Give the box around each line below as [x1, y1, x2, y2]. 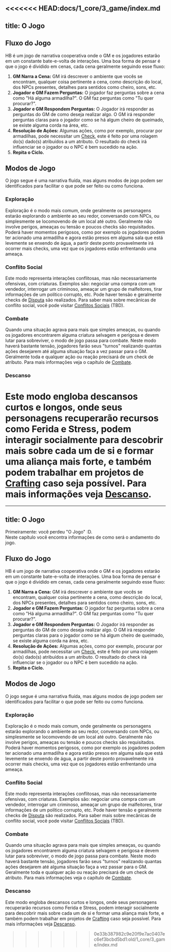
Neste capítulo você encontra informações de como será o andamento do [5, 534, 160, 540]
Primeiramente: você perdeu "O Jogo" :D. [5, 528, 93, 535]
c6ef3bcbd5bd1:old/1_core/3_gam [94, 936, 165, 942]
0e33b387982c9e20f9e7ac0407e [94, 931, 165, 937]
